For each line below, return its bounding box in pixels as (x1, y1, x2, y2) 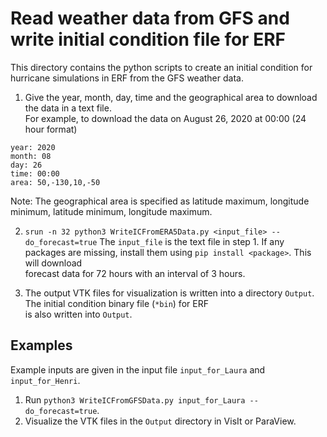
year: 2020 (10, 142, 56, 152)
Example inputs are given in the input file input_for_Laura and (10, 363, 266, 376)
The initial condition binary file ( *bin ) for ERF (24, 297, 209, 309)
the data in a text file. (24, 102, 112, 114)
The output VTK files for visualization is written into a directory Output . (24, 287, 315, 299)
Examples (10, 337, 73, 354)
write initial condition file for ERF (10, 28, 286, 51)
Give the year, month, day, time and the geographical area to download (24, 91, 318, 103)
